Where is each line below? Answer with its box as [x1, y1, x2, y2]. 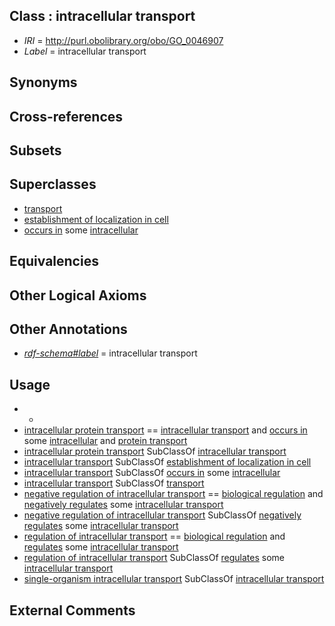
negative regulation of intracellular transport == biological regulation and [23, 488, 324, 500]
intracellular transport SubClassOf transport [23, 477, 205, 489]
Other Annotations [9, 320, 128, 338]
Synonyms [9, 74, 78, 91]
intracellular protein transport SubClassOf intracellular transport [23, 445, 287, 458]
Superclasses [9, 176, 97, 193]
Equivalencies [9, 253, 99, 270]
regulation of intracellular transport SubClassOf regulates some [23, 552, 285, 564]
